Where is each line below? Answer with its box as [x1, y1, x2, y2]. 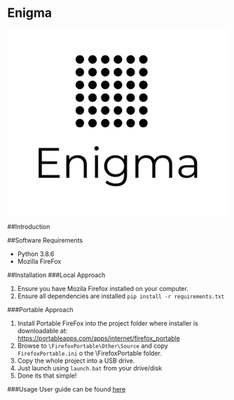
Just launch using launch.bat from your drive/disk [17, 363, 163, 372]
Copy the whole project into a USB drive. [17, 356, 135, 365]
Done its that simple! [17, 371, 77, 380]
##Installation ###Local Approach [7, 271, 106, 279]
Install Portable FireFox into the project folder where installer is [17, 318, 198, 328]
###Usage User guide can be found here [7, 385, 126, 393]
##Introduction [7, 222, 50, 231]
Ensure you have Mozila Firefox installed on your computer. [17, 284, 189, 292]
